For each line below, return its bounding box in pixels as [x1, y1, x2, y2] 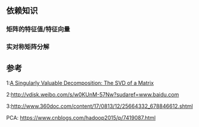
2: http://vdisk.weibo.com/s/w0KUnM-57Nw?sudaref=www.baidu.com [6, 91, 179, 98]
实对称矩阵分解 [6, 43, 50, 51]
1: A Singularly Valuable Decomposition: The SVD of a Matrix [6, 80, 154, 87]
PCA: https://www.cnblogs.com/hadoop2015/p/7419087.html [6, 114, 156, 122]
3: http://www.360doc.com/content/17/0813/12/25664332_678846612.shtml [6, 102, 193, 110]
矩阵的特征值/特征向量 [6, 25, 70, 34]
